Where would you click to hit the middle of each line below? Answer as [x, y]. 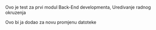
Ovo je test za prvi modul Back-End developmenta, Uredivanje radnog [78, 7]
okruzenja [16, 12]
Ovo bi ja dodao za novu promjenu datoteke [51, 22]
